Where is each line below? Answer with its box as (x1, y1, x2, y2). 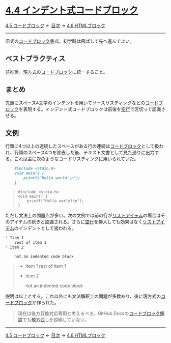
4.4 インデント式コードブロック (5, 5, 138, 16)
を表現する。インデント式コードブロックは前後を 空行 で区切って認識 (18, 106, 161, 112)
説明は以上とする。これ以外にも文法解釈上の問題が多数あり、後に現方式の (5, 293, 161, 299)
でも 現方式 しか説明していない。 (22, 317, 90, 323)
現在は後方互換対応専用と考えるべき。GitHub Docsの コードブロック (17, 310, 160, 317)
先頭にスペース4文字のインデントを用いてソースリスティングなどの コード (5, 100, 159, 106)
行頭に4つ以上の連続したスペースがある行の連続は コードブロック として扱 (5, 143, 159, 149)
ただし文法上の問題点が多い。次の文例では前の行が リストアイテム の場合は (5, 212, 161, 218)
